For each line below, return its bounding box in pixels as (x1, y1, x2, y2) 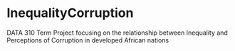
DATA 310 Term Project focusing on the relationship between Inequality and (6, 28, 229, 37)
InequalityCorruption (6, 5, 134, 21)
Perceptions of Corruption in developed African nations (6, 35, 169, 44)
